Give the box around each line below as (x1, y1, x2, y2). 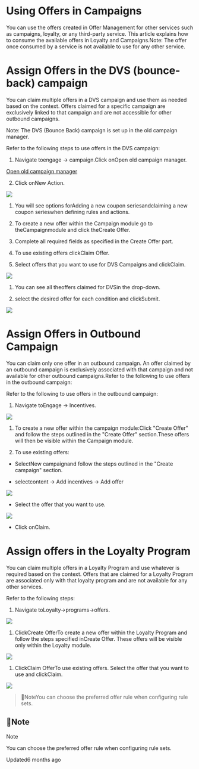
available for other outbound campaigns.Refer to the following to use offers (6, 372, 190, 379)
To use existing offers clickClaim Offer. (14, 249, 110, 256)
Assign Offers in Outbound (6, 327, 141, 341)
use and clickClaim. (14, 671, 63, 678)
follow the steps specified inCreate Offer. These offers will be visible (14, 635, 182, 642)
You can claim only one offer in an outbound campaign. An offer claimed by (6, 359, 191, 367)
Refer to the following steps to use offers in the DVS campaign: (6, 144, 160, 151)
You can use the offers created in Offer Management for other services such (6, 24, 194, 31)
